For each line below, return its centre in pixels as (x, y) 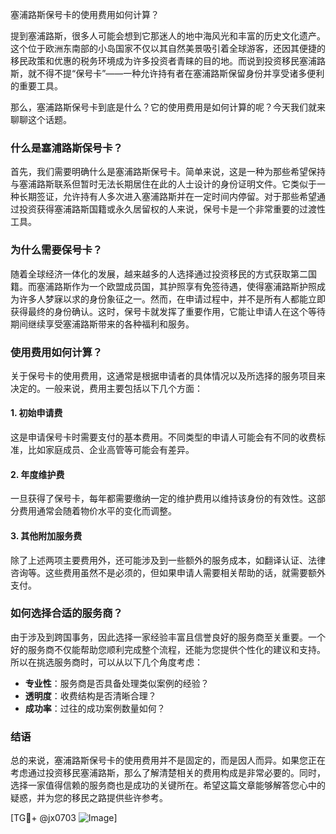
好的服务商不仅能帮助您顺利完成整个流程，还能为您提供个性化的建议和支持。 (168, 649)
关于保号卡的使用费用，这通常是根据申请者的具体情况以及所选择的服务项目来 (168, 375)
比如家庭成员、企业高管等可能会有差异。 (111, 450)
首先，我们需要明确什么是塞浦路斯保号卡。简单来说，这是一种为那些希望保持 (168, 172)
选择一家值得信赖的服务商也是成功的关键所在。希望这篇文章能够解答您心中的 (168, 785)
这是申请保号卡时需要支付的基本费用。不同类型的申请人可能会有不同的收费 (163, 437)
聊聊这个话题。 (41, 119)
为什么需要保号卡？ (56, 250)
